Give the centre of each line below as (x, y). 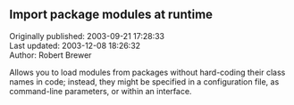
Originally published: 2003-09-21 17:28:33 (87, 36)
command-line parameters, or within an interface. (101, 91)
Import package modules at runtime (111, 15)
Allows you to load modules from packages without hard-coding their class (147, 72)
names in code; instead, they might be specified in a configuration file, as (144, 81)
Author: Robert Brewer (50, 55)
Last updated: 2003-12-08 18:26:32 (75, 45)
